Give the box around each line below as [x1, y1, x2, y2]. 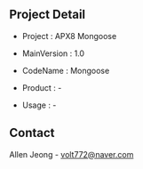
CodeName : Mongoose [21, 65, 110, 76]
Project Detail [9, 7, 86, 22]
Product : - [21, 82, 62, 93]
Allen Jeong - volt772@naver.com [9, 149, 134, 159]
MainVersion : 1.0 [21, 48, 85, 59]
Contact [9, 125, 55, 141]
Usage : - [21, 100, 57, 110]
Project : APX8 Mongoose [21, 30, 117, 41]
